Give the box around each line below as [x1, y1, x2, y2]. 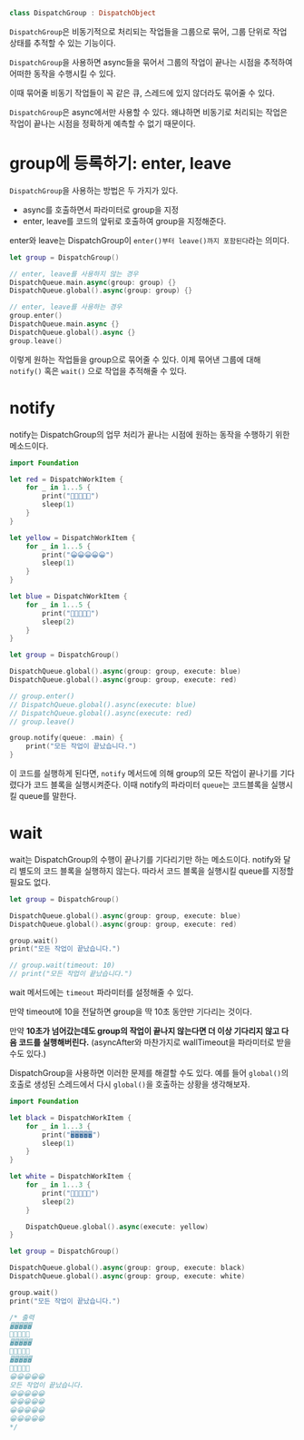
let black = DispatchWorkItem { [9, 1113, 132, 1122]
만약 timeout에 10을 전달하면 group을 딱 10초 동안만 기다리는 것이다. [9, 1006, 252, 1017]
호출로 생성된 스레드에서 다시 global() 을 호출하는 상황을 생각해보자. [9, 1079, 250, 1090]
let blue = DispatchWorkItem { [9, 592, 128, 601]
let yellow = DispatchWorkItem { [9, 533, 136, 542]
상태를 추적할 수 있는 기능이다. [9, 37, 116, 48]
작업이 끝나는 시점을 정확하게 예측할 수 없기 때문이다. [9, 118, 196, 129]
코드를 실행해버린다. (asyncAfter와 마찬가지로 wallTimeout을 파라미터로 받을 [18, 1037, 292, 1048]
